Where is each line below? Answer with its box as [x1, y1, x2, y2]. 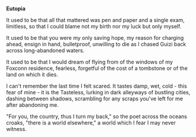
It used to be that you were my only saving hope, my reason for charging [6, 34, 184, 41]
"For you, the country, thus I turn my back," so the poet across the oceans [6, 113, 187, 120]
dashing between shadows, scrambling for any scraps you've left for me [6, 95, 183, 102]
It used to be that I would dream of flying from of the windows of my [6, 59, 173, 65]
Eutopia [6, 5, 26, 12]
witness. [6, 126, 27, 132]
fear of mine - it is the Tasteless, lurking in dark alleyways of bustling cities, [6, 89, 191, 95]
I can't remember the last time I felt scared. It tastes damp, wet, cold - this [6, 82, 187, 90]
